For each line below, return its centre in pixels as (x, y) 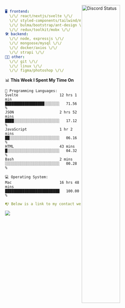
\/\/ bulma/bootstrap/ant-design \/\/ (49, 25)
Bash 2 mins (39, 159)
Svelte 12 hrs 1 (41, 95)
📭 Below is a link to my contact (40, 204)
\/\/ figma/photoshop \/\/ (37, 70)
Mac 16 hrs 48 (42, 183)
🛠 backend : (17, 34)
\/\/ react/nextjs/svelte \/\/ (41, 16)
